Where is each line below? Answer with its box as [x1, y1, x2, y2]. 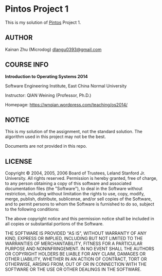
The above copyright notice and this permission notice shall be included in [5, 216, 154, 222]
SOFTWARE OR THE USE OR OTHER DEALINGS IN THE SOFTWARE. [5, 266, 142, 273]
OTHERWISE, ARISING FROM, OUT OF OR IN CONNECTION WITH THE [5, 261, 147, 267]
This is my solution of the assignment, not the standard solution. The [5, 129, 143, 135]
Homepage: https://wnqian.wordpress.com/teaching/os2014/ [5, 102, 128, 107]
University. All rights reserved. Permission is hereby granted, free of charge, [5, 175, 158, 181]
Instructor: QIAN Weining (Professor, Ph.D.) [5, 92, 91, 98]
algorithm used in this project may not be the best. [5, 134, 106, 139]
